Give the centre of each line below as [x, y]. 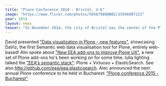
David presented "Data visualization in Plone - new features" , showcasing [80, 42]
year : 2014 [16, 19]
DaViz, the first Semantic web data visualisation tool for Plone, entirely [77, 47]
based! [12, 53]
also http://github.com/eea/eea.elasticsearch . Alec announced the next [78, 68]
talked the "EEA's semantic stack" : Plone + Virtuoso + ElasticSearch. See [80, 63]
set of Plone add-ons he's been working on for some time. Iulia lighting [77, 57]
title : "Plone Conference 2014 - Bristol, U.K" [55, 10]
